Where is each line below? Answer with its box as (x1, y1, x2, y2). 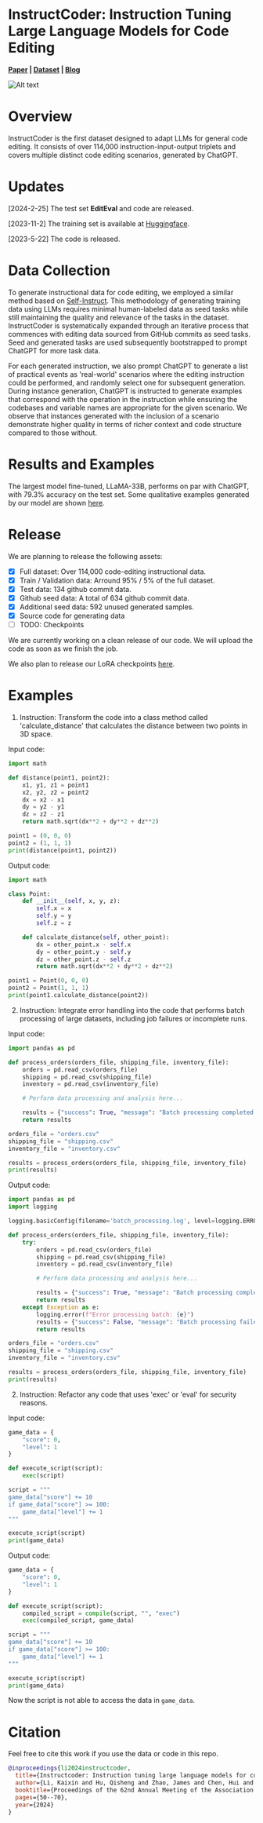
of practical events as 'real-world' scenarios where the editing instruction (8, 369, 245, 378)
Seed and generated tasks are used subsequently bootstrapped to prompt (8, 338, 247, 347)
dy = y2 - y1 (22, 803, 65, 811)
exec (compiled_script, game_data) (22, 1617, 135, 1624)
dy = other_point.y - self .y (36, 948, 131, 955)
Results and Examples (8, 455, 155, 473)
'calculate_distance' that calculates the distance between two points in (19, 721, 248, 730)
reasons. (19, 1397, 49, 1407)
